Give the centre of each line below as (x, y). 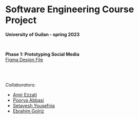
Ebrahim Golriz (28, 111)
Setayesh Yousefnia (34, 105)
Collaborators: (21, 85)
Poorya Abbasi (28, 100)
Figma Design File (24, 59)
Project (21, 20)
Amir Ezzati (25, 94)
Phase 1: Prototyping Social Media (42, 54)
